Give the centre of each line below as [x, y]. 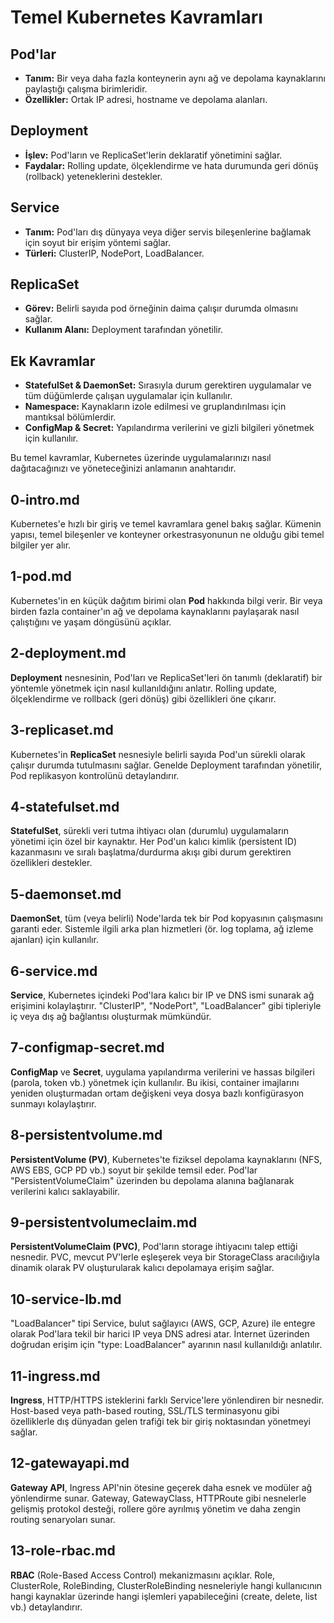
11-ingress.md [55, 1376]
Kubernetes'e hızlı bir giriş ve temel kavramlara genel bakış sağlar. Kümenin [166, 524]
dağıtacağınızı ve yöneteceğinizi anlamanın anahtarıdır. [123, 468]
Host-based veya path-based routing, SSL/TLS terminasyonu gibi [145, 1410]
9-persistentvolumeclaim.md [104, 1222]
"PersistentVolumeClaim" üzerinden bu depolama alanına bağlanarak [152, 1180]
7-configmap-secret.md [87, 1047]
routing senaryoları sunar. [63, 1519]
